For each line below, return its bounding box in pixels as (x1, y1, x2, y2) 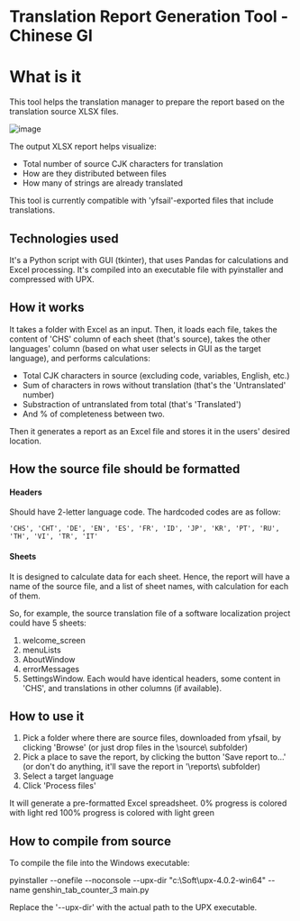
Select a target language (22, 771, 114, 781)
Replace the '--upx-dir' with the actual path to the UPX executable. (9, 902, 258, 913)
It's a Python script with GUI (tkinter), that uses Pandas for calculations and (9, 254, 288, 265)
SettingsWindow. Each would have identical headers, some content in (22, 673, 281, 684)
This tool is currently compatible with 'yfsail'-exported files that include (9, 196, 274, 206)
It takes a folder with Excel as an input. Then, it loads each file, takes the (9, 324, 277, 334)
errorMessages (22, 663, 79, 674)
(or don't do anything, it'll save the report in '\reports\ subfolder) (22, 761, 261, 772)
